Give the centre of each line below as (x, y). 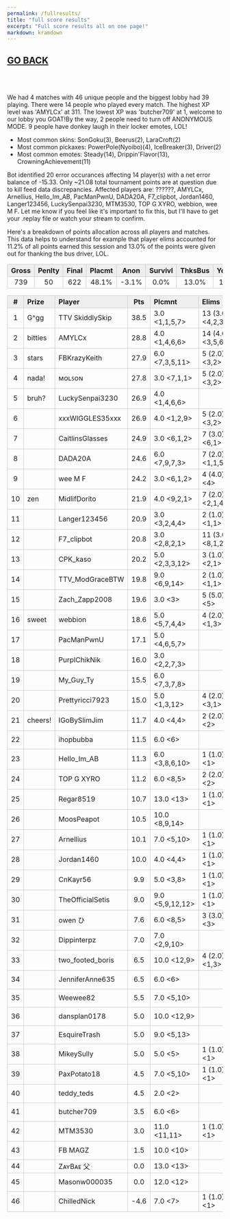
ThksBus (195, 271)
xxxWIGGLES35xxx (90, 419)
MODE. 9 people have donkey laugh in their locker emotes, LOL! (97, 127)
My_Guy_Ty (76, 680)
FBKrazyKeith (80, 358)
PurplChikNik (80, 660)
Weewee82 (77, 998)
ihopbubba (76, 739)
